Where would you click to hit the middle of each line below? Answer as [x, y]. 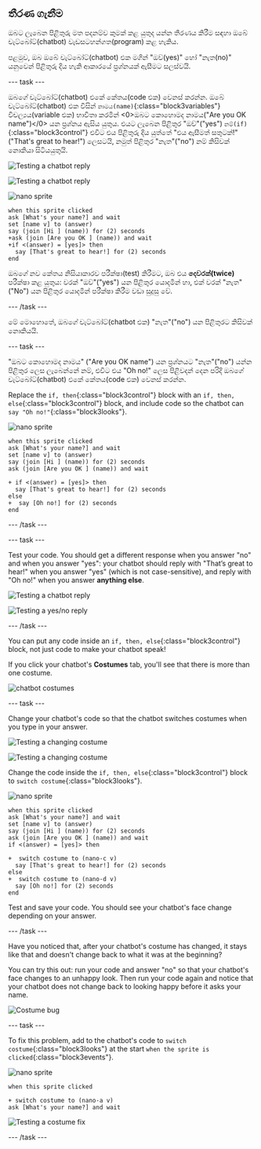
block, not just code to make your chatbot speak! [87, 649]
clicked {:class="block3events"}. [61, 1057]
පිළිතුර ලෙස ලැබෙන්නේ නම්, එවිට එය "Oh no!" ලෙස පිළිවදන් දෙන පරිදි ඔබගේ [126, 370]
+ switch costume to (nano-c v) [63, 858]
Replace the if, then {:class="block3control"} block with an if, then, [121, 395]
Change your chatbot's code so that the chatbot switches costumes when [127, 718]
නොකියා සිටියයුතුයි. [38, 150]
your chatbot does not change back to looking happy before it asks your [125, 986]
